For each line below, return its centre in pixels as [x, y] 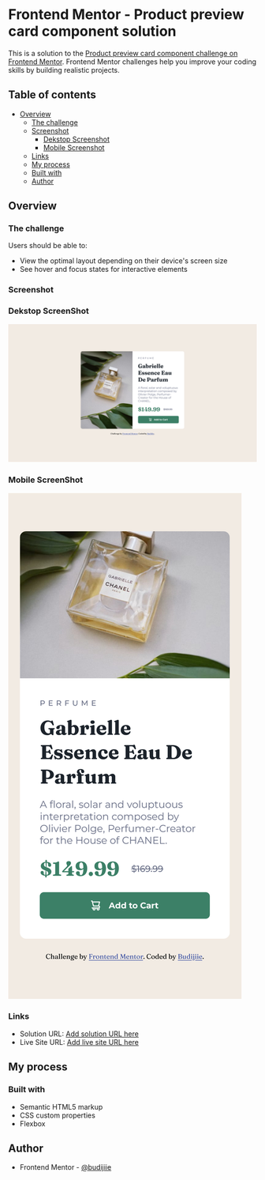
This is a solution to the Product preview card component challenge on [123, 53]
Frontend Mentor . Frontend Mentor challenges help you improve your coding [132, 62]
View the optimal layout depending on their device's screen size [123, 261]
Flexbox [32, 1123]
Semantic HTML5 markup [61, 1106]
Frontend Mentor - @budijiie [65, 1167]
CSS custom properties [58, 1115]
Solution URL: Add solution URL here [79, 1034]
